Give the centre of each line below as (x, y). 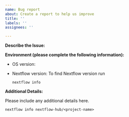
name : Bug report (23, 9)
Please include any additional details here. (47, 101)
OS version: (24, 64)
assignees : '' (19, 28)
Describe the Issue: (25, 45)
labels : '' (16, 23)
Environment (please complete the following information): (65, 55)
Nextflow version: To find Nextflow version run (58, 73)
